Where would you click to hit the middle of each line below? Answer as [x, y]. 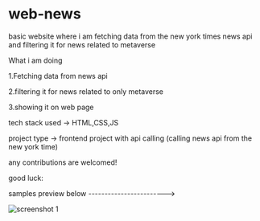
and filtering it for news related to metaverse [82, 44]
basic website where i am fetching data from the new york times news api [130, 36]
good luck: [26, 178]
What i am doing [35, 60]
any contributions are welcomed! [63, 162]
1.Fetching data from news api [58, 76]
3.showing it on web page [51, 107]
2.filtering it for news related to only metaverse [86, 91]
